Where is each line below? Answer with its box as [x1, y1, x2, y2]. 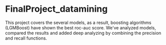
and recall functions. [5, 35, 47, 41]
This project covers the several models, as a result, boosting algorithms [5, 20, 152, 25]
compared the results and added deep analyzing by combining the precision [5, 30, 162, 36]
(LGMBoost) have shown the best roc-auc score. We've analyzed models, [5, 24, 156, 30]
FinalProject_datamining [5, 3, 108, 15]
